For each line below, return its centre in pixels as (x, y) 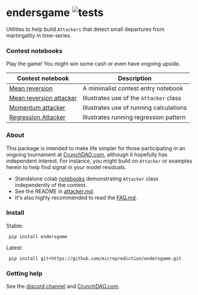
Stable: (15, 226)
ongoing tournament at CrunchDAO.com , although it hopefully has (87, 154)
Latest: (15, 248)
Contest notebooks (34, 50)
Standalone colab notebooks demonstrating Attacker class (87, 179)
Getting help (24, 273)
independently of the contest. (51, 185)
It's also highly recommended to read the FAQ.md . (76, 197)
